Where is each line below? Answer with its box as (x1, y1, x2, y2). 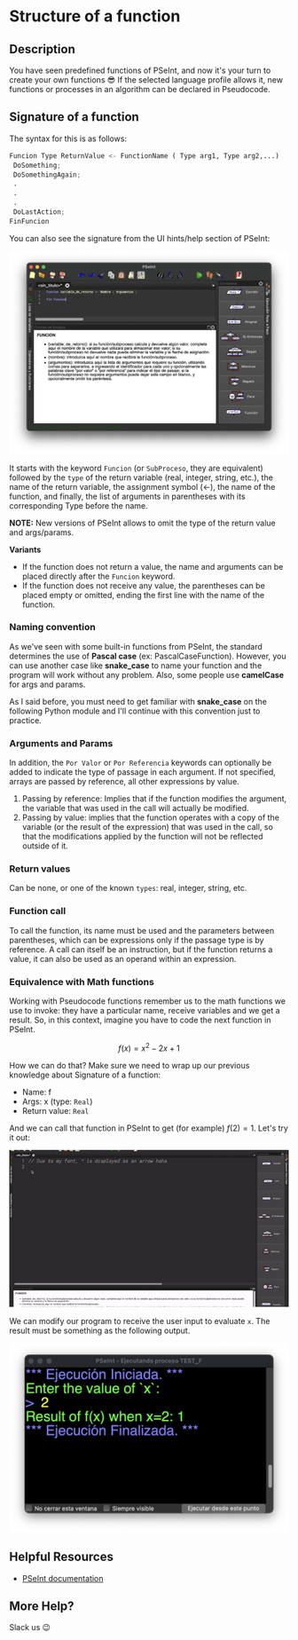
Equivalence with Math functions (9, 975, 155, 988)
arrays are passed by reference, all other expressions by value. (9, 777, 239, 787)
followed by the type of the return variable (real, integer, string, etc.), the (9, 472, 273, 483)
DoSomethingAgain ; (12, 170, 82, 179)
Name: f (21, 1086, 51, 1097)
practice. (9, 714, 42, 725)
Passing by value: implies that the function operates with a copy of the (21, 812, 279, 823)
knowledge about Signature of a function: (9, 1069, 161, 1080)
